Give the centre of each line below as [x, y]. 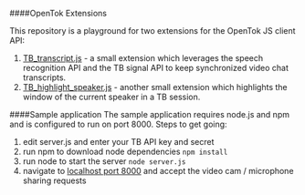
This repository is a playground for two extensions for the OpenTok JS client [152, 31]
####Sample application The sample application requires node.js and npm [150, 114]
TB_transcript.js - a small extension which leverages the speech [142, 58]
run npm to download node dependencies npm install [125, 151]
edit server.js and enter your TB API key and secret [118, 142]
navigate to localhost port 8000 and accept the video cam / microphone [158, 171]
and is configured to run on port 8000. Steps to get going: [118, 124]
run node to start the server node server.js [104, 161]
